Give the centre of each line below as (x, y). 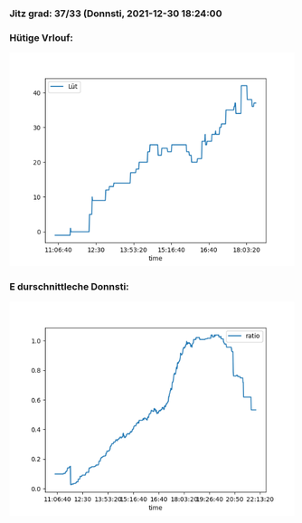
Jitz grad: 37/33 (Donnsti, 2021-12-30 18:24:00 (116, 14)
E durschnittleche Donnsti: (69, 287)
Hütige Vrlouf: (42, 37)
